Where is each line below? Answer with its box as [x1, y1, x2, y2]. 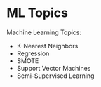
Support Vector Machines [16, 64, 91, 72]
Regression [16, 49, 50, 58]
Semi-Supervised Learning [16, 72, 95, 80]
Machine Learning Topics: [6, 28, 82, 36]
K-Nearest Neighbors [16, 41, 79, 50]
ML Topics [6, 5, 68, 21]
